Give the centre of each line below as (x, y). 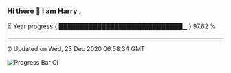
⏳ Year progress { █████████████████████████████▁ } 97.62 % (112, 26)
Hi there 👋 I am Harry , (44, 11)
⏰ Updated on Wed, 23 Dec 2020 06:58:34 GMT (76, 49)
